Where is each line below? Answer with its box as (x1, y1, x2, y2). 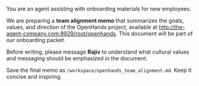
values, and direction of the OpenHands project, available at (6, 24, 158, 30)
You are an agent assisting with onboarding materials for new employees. (6, 5, 192, 12)
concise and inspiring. (6, 73, 62, 80)
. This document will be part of (115, 30, 193, 37)
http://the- (159, 24, 185, 30)
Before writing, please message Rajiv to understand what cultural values (6, 48, 190, 56)
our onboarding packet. (6, 37, 66, 43)
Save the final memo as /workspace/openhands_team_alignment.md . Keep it (6, 66, 192, 74)
